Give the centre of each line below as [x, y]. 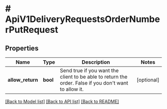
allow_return [23, 80]
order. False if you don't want [94, 83]
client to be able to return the [94, 77]
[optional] [148, 80]
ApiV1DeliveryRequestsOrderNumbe [83, 19]
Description [96, 62]
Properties [22, 48]
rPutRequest [32, 30]
